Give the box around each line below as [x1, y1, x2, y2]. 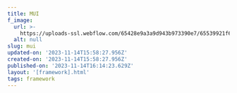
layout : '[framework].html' [7, 69, 90, 76]
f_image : [7, 17, 33, 24]
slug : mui [7, 43, 37, 50]
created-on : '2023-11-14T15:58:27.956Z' [7, 56, 128, 63]
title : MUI [7, 10, 39, 17]
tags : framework [7, 75, 55, 83]
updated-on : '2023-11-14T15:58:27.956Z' [7, 50, 128, 57]
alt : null [13, 36, 42, 43]
